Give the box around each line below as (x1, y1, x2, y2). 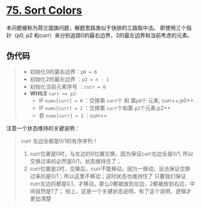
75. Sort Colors (6, 4, 82, 17)
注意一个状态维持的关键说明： (6, 124, 80, 132)
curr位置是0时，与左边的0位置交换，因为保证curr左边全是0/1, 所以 (29, 150, 194, 157)
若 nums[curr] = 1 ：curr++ (38, 111, 107, 119)
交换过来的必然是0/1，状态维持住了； (29, 157, 122, 165)
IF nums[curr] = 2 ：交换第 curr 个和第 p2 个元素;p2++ (38, 104, 171, 111)
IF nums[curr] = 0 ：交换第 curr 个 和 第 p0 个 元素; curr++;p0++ (38, 97, 194, 104)
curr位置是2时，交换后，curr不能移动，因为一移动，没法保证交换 (29, 165, 191, 172)
